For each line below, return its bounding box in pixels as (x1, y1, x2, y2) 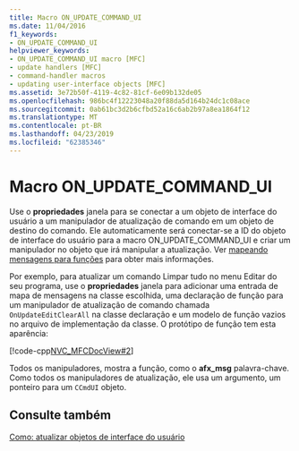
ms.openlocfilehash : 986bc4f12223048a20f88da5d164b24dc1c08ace (9, 96, 251, 106)
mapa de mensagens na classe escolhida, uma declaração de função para (9, 290, 284, 301)
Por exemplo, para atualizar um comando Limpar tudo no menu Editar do (9, 270, 278, 282)
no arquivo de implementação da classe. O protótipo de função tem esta (9, 319, 277, 329)
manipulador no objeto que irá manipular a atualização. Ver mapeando (9, 243, 269, 255)
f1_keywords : (9, 30, 58, 38)
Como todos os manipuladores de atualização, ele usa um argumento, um (9, 372, 281, 383)
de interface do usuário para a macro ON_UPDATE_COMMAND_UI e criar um (9, 234, 291, 245)
